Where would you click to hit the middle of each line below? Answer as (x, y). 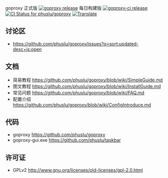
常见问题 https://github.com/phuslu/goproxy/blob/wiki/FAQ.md (78, 93)
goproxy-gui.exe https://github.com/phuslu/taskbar (67, 140)
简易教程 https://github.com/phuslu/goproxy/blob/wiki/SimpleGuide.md (88, 80)
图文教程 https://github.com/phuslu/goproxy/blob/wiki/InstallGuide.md (87, 86)
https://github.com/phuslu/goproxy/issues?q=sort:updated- (76, 43)
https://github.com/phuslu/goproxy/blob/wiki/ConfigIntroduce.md (82, 105)
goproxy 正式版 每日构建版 (54, 8)
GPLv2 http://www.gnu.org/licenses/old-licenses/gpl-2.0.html (78, 170)
